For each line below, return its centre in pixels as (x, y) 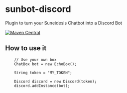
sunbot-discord (38, 9)
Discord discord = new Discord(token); (56, 81)
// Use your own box (35, 60)
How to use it (26, 48)
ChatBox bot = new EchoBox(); (46, 64)
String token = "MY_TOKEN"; (43, 73)
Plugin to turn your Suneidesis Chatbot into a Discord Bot (64, 23)
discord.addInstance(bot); (42, 86)
